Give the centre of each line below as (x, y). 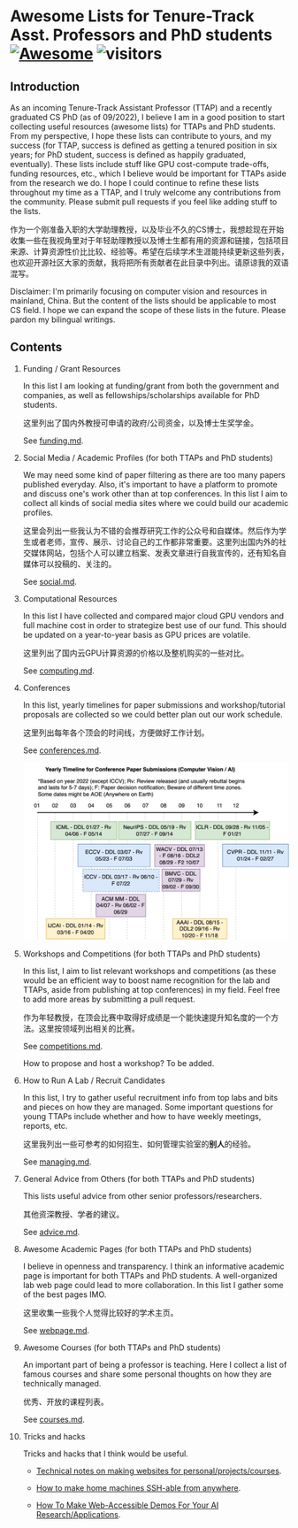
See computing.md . (59, 671)
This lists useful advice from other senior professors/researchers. (142, 1196)
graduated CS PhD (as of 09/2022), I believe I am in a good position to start (148, 117)
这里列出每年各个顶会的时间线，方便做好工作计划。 (116, 733)
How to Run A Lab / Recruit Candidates (94, 1080)
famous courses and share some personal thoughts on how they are (147, 1374)
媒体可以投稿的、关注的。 (69, 564)
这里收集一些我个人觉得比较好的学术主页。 (100, 1313)
